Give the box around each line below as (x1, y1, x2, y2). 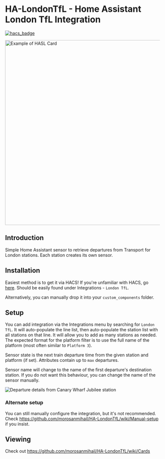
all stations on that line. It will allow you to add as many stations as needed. (5, 332, 157, 338)
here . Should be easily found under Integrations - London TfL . (5, 284, 129, 290)
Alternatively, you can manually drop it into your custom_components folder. (5, 294, 155, 300)
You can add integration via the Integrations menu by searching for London (5, 321, 155, 327)
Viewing (5, 435, 31, 444)
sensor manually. (5, 377, 40, 383)
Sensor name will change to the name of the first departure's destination (5, 367, 152, 373)
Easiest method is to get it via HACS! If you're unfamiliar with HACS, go (5, 280, 149, 285)
